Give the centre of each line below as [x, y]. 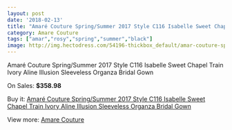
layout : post [26, 13]
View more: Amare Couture [46, 120]
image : [17, 45]
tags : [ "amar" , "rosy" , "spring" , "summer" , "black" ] [80, 39]
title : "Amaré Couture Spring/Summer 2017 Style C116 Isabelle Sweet [109, 26]
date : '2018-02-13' [35, 20]
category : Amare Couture [43, 33]
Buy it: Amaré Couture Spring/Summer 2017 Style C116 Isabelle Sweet [106, 99]
